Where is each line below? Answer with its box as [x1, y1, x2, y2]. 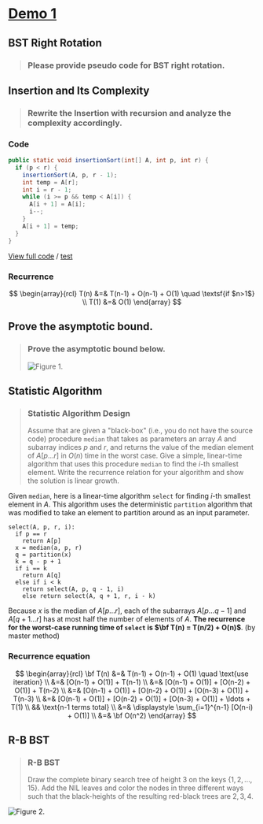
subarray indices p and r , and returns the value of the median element [27, 443, 254, 452]
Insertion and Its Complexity [8, 84, 150, 97]
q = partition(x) [15, 551, 72, 559]
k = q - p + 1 [15, 558, 61, 566]
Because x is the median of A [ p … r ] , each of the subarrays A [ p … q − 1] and [8, 606, 247, 615]
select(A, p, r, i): [8, 523, 76, 532]
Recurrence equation [8, 651, 90, 662]
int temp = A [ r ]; [22, 178, 79, 186]
